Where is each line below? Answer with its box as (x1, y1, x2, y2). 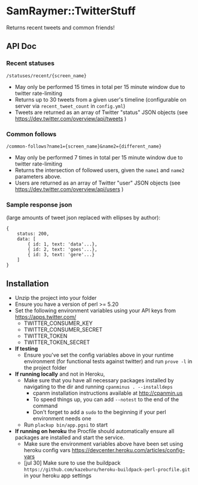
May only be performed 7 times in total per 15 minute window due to (14, 154, 183, 161)
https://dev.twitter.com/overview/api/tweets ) (14, 115, 127, 122)
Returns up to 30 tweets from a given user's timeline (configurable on (14, 96, 187, 103)
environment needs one (32, 415, 92, 422)
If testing (14, 345, 38, 352)
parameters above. (14, 173, 62, 180)
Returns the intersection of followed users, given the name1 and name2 (14, 166, 185, 174)
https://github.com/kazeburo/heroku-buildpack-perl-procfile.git (23, 467, 190, 473)
